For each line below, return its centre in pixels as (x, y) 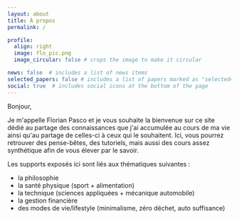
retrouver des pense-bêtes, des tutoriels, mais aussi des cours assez (108, 142)
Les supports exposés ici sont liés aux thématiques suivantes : (99, 164)
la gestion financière (48, 201)
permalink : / (27, 27)
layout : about (28, 14)
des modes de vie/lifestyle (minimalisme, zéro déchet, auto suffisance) (121, 208)
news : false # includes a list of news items (78, 73)
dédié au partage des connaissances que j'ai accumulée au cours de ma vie (119, 127)
